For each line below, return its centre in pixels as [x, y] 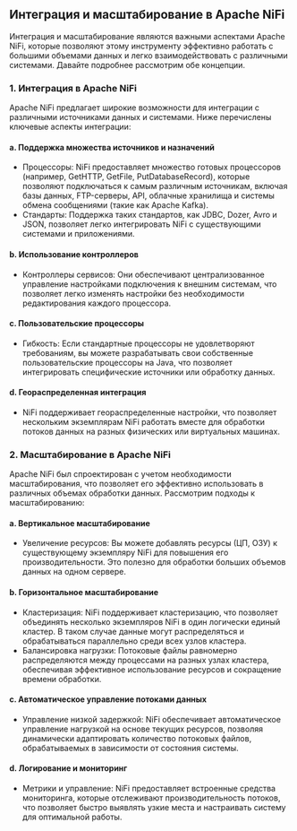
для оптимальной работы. [72, 817]
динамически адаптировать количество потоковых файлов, [137, 738]
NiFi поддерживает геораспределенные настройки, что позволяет [149, 412]
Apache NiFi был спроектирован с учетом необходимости [120, 474]
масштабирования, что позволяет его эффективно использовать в [136, 484]
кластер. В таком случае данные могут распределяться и [133, 631]
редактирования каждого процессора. [97, 303]
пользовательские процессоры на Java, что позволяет [127, 362]
